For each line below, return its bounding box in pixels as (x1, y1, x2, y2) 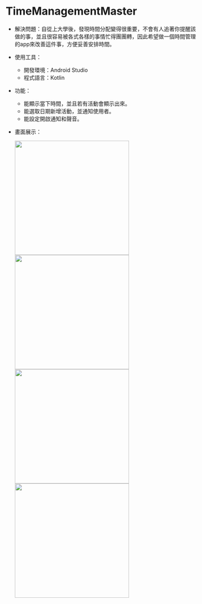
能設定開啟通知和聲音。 (23, 115, 83, 123)
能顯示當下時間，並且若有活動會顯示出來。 (23, 99, 131, 107)
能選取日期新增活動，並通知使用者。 (23, 107, 115, 115)
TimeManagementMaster (5, 4, 138, 18)
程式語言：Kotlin (23, 74, 65, 81)
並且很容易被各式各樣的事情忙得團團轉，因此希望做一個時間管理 (35, 32, 196, 40)
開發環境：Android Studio (23, 66, 88, 74)
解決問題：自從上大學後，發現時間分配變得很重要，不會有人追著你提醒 (14, 25, 191, 32)
